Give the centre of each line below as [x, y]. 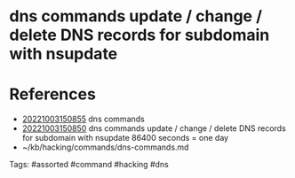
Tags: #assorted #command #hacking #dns [89, 165]
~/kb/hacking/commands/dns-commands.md [105, 147]
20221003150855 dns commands [83, 119]
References [52, 94]
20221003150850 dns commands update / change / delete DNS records [154, 128]
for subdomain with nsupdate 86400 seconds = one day [125, 138]
